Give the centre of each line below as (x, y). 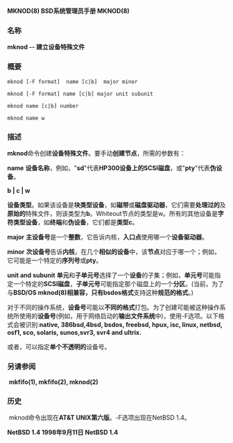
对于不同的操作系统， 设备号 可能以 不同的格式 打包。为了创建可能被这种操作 (113, 307)
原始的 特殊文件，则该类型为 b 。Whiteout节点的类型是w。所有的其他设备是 (113, 213)
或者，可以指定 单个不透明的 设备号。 (59, 346)
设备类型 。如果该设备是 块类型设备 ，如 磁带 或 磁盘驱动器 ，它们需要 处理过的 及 (116, 205)
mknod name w (26, 118)
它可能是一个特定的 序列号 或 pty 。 (55, 260)
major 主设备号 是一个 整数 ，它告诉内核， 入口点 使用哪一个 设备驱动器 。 (107, 237)
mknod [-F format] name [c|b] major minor (72, 82)
